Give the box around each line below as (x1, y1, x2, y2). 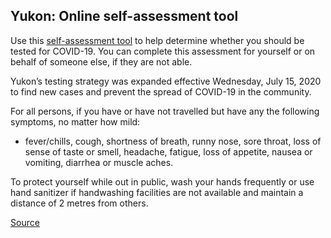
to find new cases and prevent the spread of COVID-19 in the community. (10, 85, 312, 98)
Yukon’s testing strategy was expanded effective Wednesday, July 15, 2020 (10, 75, 322, 87)
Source (10, 216, 40, 228)
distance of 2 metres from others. (10, 197, 149, 209)
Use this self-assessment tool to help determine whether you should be (10, 34, 305, 46)
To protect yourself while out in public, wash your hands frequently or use (10, 175, 315, 188)
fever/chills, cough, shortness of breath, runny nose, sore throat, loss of (24, 135, 322, 147)
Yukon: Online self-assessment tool (10, 8, 239, 25)
